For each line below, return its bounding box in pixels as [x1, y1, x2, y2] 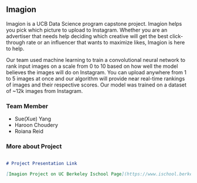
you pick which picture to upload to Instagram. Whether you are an [6, 26, 168, 33]
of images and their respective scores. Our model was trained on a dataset [6, 81, 186, 88]
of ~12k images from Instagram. [6, 87, 83, 94]
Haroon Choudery [14, 122, 59, 129]
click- [169, 32, 184, 40]
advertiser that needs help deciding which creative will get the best [6, 32, 169, 40]
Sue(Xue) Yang [14, 115, 52, 122]
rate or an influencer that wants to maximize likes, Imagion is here [26, 39, 185, 46]
